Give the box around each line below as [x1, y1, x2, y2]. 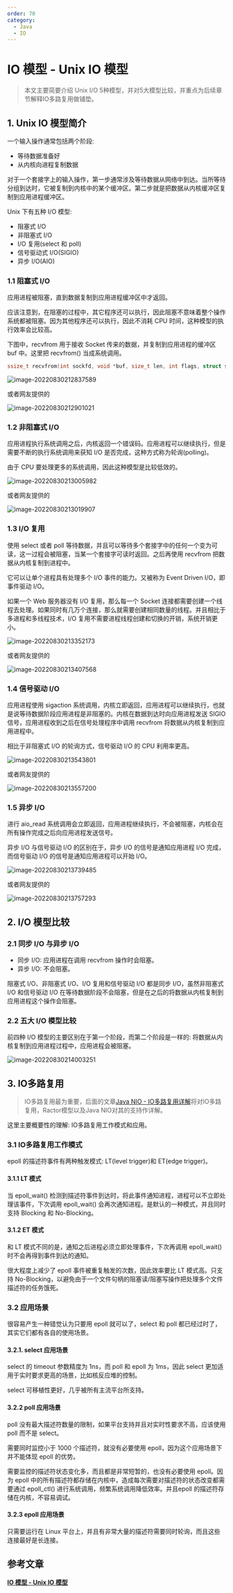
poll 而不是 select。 [7, 1429, 63, 1437]
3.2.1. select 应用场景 [7, 1345, 69, 1354]
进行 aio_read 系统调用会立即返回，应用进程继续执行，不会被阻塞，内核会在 [7, 819, 224, 829]
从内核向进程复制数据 [17, 161, 78, 168]
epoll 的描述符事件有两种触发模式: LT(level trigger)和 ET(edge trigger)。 [7, 1157, 212, 1166]
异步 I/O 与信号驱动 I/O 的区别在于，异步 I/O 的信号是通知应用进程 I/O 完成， [7, 843, 225, 852]
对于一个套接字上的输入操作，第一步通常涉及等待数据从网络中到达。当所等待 [7, 175, 226, 183]
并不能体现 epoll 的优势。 [7, 1452, 80, 1461]
